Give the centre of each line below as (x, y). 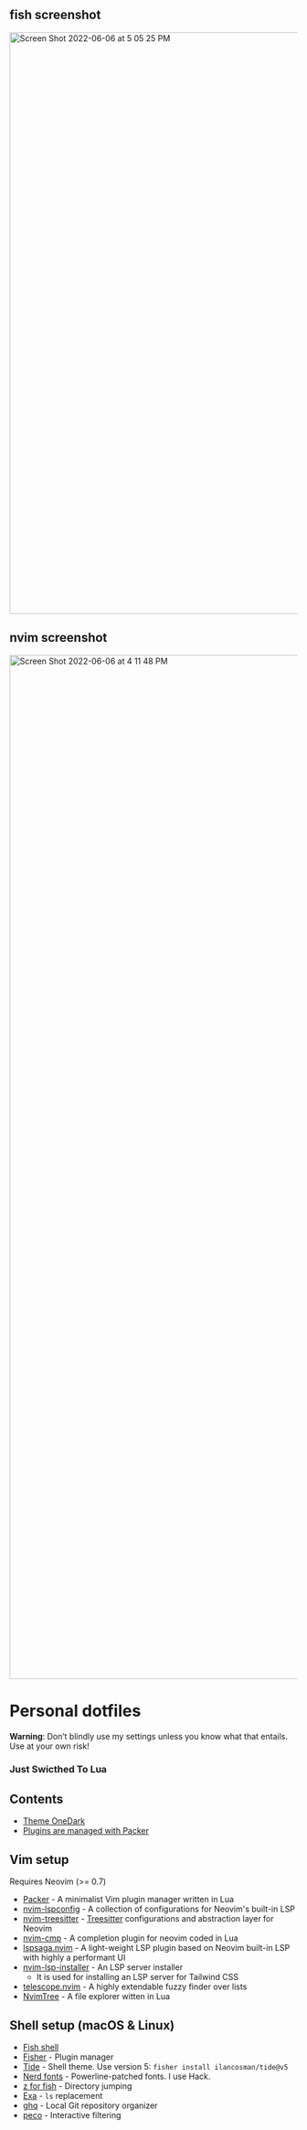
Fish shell (41, 2047)
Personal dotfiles (75, 1711)
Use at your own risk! (49, 1746)
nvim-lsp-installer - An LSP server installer (103, 1967)
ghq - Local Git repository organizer (90, 2105)
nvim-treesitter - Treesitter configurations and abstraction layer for (148, 1919)
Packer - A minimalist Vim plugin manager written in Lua (128, 1900)
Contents (37, 1799)
